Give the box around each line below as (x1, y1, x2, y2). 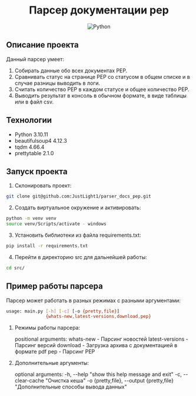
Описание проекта (6, 40, 79, 50)
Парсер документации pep (29, 4, 169, 17)
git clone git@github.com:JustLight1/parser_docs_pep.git (6, 193, 151, 200)
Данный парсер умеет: (6, 55, 65, 62)
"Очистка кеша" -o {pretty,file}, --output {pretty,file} (45, 377, 174, 384)
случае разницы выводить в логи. (14, 79, 100, 86)
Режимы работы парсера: (14, 324, 81, 331)
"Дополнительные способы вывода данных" (14, 383, 128, 391)
